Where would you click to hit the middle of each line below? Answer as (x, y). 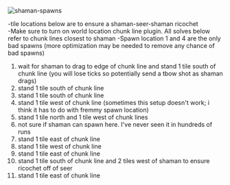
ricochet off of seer (45, 168)
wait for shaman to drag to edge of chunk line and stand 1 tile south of (117, 66)
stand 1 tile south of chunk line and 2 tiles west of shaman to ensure (114, 161)
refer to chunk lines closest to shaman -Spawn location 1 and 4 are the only (115, 38)
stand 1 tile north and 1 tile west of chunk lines (83, 117)
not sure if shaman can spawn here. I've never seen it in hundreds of (115, 124)
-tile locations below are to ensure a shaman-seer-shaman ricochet (103, 24)
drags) (27, 81)
